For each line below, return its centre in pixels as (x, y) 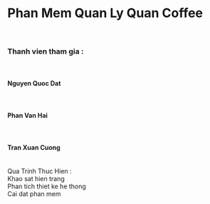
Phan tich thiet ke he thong (47, 186)
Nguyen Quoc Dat (34, 83)
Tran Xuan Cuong (34, 148)
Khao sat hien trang (36, 178)
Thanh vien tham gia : (46, 51)
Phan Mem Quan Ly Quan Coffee (105, 13)
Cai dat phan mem (34, 193)
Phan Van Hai (28, 116)
